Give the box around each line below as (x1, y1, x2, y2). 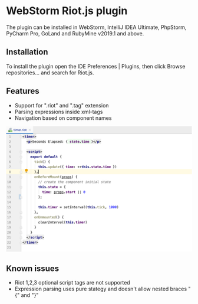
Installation (6, 47, 48, 57)
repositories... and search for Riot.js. (6, 69, 94, 76)
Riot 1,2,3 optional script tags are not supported (14, 279, 131, 286)
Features (6, 86, 39, 96)
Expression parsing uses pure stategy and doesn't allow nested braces (14, 285, 187, 292)
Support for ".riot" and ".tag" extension (14, 102, 109, 109)
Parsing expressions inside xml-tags (14, 108, 103, 115)
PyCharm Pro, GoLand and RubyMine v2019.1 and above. (6, 30, 144, 37)
